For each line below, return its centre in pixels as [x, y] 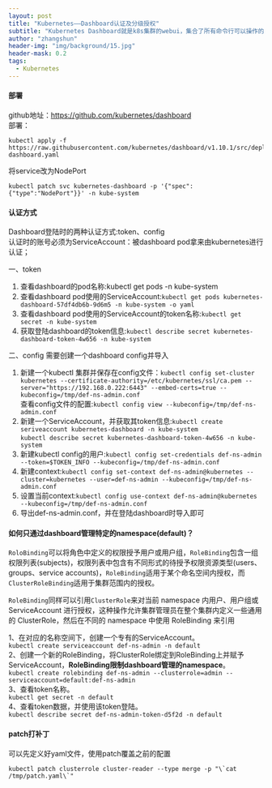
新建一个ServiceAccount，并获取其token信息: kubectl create [121, 422]
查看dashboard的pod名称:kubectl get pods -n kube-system [119, 287]
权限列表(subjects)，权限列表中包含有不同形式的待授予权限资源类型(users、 [135, 563]
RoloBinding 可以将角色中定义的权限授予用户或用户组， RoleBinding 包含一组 [134, 553]
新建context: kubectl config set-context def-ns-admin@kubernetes [132, 472]
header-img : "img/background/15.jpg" [72, 46]
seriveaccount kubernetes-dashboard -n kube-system [109, 430]
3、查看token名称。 [41, 689]
